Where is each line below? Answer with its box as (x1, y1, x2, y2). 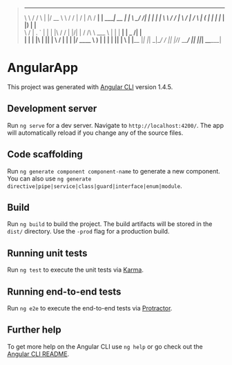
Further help (7, 324, 62, 336)
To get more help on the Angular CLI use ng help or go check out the (7, 342, 203, 350)
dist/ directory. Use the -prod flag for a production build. (7, 227, 170, 236)
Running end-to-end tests (7, 286, 122, 297)
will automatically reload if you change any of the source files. (7, 129, 184, 137)
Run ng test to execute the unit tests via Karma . (7, 265, 144, 274)
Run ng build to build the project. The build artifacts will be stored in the (7, 220, 213, 228)
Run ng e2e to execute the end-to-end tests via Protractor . (7, 304, 173, 312)
